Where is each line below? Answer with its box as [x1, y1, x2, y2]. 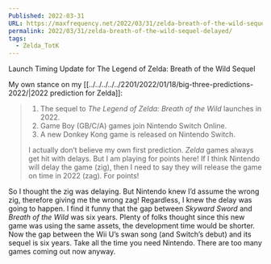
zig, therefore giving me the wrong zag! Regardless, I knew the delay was [8, 195, 252, 205]
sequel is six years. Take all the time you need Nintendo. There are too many [8, 238, 262, 248]
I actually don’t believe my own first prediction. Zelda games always [27, 145, 254, 155]
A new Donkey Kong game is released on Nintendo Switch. [40, 130, 236, 140]
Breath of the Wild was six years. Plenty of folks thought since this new [8, 212, 245, 222]
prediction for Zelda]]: [49, 88, 123, 98]
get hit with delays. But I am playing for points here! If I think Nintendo [27, 154, 261, 164]
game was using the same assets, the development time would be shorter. [8, 221, 256, 231]
